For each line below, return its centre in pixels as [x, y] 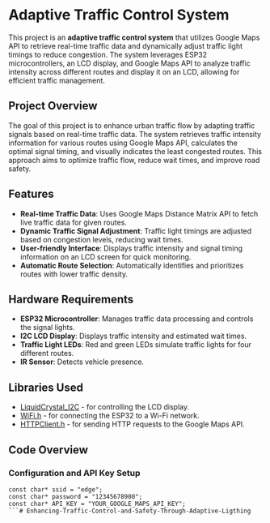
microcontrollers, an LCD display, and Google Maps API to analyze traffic [129, 63]
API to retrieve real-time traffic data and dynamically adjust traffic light [126, 45]
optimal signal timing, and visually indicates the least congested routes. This [135, 151]
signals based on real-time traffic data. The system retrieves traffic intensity [135, 134]
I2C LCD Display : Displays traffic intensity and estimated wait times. [133, 336]
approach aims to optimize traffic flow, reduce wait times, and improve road [134, 160]
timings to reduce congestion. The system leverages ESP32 [108, 54]
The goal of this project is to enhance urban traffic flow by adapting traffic [132, 125]
